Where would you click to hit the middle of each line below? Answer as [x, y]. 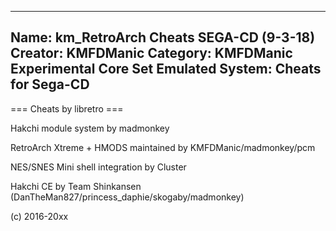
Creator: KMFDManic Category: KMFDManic [151, 53]
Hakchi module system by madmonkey [90, 128]
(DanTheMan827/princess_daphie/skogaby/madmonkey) [127, 197]
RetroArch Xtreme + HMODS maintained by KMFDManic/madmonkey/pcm [163, 147]
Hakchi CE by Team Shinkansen [76, 186]
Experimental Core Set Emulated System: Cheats [166, 69]
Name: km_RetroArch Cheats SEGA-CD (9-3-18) [163, 37]
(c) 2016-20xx [39, 216]
